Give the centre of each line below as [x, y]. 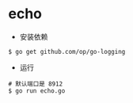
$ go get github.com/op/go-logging [67, 51]
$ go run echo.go [37, 91]
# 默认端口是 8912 [36, 84]
